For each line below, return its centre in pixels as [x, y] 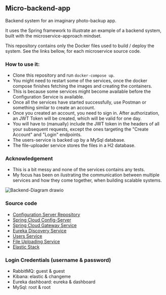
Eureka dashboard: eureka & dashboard [54, 282]
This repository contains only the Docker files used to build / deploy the [80, 46]
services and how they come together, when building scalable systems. [87, 180]
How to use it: [23, 64]
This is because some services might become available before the [81, 91]
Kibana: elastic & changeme [41, 276]
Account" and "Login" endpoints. [47, 135]
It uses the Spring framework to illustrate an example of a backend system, [84, 30]
